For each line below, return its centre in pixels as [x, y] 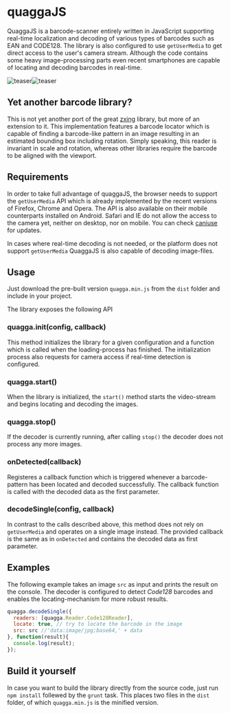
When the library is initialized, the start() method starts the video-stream [112, 396]
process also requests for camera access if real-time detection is [99, 356]
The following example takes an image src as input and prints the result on [113, 584]
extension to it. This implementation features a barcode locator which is [108, 126]
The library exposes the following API [60, 309]
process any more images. [45, 444]
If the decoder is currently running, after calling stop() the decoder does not [115, 437]
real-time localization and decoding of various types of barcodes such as [111, 38]
